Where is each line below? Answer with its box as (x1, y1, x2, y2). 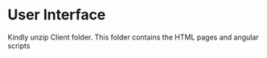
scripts (7, 40, 31, 50)
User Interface (7, 6, 106, 24)
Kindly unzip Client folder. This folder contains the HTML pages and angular (7, 32, 259, 42)
